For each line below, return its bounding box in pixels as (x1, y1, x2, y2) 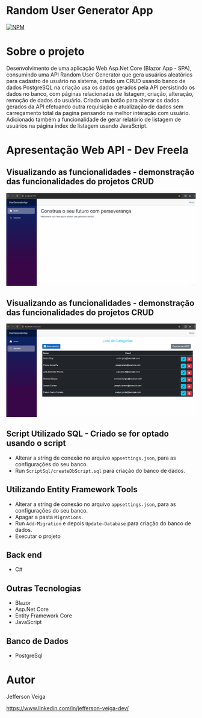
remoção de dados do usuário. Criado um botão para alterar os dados (6, 96, 180, 104)
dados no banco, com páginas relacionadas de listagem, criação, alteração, (6, 90, 194, 97)
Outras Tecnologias (6, 583, 81, 593)
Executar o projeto (14, 532, 61, 540)
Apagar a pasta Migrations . (14, 513, 83, 520)
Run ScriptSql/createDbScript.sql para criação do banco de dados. (14, 467, 185, 474)
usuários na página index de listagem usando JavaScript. (6, 122, 148, 130)
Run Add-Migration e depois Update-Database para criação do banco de (14, 519, 191, 527)
